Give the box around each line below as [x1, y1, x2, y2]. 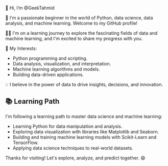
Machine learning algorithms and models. [12, 66, 101, 72]
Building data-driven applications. [12, 72, 84, 78]
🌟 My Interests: [5, 45, 37, 51]
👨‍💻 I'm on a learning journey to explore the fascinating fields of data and [5, 30, 158, 36]
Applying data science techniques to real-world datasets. [12, 145, 134, 151]
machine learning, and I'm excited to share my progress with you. [5, 36, 143, 41]
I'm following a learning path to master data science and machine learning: [5, 113, 162, 120]
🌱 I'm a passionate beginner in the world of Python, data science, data [5, 15, 153, 20]
